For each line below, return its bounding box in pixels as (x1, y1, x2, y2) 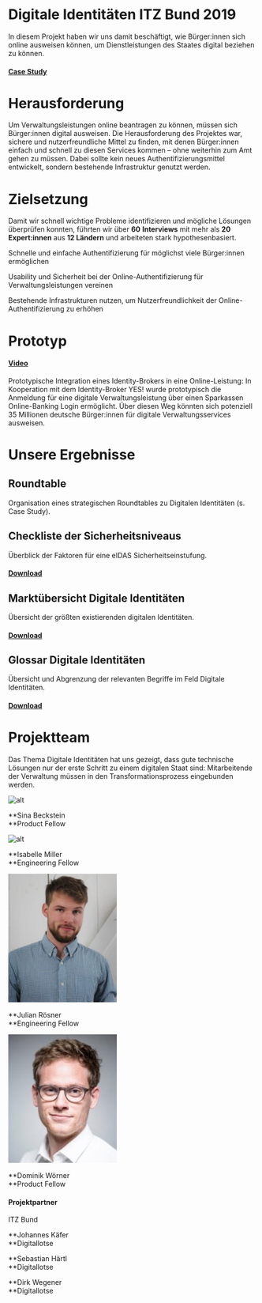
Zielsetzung (8, 190, 88, 208)
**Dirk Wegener (8, 1278, 62, 1287)
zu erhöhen (65, 304, 104, 314)
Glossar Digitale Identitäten (8, 654, 146, 667)
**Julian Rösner (8, 1010, 62, 1019)
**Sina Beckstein (8, 810, 65, 820)
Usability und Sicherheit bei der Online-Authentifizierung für (8, 272, 204, 281)
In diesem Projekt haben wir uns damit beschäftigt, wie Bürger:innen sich (8, 32, 246, 41)
